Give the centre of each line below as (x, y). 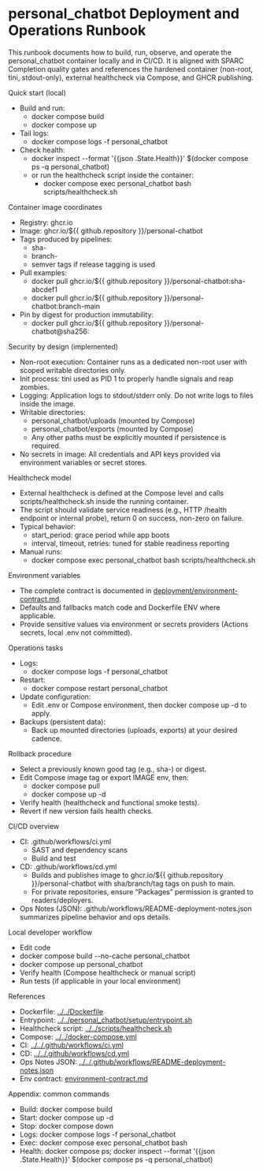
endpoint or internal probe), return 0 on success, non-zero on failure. (131, 518)
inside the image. (48, 404)
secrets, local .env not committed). (76, 633)
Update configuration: (55, 696)
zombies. (34, 386)
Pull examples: (43, 272)
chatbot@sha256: (60, 331)
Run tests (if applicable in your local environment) (100, 981)
